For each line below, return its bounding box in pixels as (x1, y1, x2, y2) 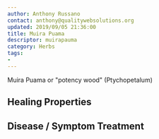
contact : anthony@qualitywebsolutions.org (7, 17, 134, 24)
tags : (7, 50, 23, 57)
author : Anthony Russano (7, 10, 81, 18)
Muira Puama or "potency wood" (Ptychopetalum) (7, 75, 153, 84)
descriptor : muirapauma (7, 37, 78, 44)
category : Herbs (7, 43, 55, 50)
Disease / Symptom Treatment (7, 120, 145, 132)
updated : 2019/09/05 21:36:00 (7, 23, 97, 30)
